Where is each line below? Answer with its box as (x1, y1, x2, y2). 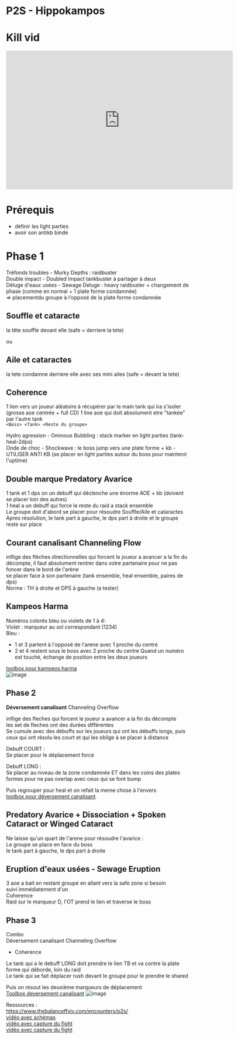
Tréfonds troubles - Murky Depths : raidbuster (6, 269, 118, 276)
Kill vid (6, 31, 40, 45)
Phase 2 (6, 688, 36, 698)
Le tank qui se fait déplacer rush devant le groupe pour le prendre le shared (6, 973, 188, 980)
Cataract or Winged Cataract (6, 819, 113, 829)
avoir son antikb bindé (14, 229, 68, 236)
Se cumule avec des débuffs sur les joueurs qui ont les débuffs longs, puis (6, 727, 186, 734)
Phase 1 (6, 249, 44, 263)
